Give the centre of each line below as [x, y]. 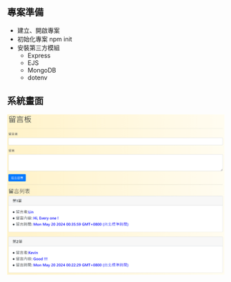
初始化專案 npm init [44, 39]
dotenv [38, 77]
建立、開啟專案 [38, 30]
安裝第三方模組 [38, 48]
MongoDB [42, 70]
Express [39, 55]
